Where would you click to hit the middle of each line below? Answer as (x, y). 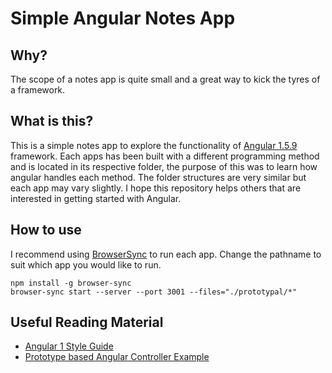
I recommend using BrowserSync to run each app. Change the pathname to (166, 254)
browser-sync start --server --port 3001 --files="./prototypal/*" (154, 292)
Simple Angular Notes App (123, 18)
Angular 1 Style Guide (69, 346)
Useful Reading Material (87, 322)
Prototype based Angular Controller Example (117, 357)
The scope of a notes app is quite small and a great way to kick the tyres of (165, 79)
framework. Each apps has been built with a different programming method (165, 156)
